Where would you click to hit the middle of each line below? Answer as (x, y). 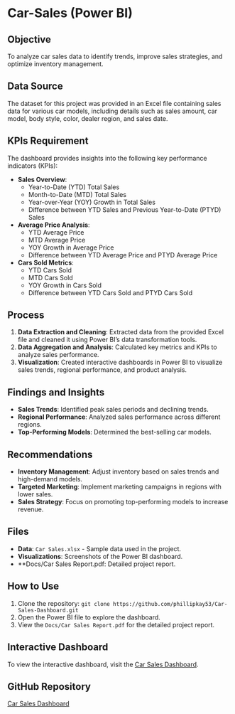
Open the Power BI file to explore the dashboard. (89, 617)
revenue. (31, 509)
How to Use (33, 586)
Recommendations (50, 454)
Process (26, 315)
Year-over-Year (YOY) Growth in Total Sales (92, 202)
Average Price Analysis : (54, 225)
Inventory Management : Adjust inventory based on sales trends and (118, 471)
